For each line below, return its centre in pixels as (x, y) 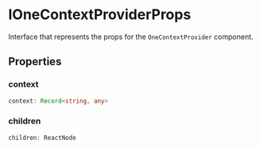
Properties (35, 62)
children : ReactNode (43, 138)
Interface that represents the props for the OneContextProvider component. (131, 37)
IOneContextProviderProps (100, 15)
